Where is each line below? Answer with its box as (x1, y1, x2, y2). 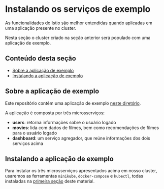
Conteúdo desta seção (5, 54, 76, 63)
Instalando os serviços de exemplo (5, 3, 151, 15)
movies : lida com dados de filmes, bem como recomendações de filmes (12, 125, 159, 131)
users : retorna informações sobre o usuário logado (12, 119, 117, 125)
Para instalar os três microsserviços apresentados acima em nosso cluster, (5, 168, 158, 174)
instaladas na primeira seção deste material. (5, 178, 95, 184)
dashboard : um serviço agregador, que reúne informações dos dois (12, 135, 150, 141)
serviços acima (12, 140, 43, 146)
